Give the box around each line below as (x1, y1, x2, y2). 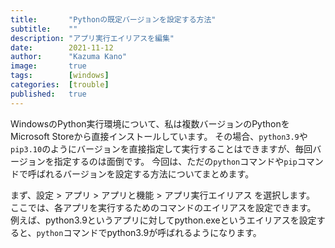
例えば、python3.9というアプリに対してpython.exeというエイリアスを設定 (10, 214, 317, 226)
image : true (10, 61, 87, 71)
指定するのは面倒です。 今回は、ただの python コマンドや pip (53, 155, 298, 167)
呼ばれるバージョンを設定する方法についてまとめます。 (27, 167, 255, 180)
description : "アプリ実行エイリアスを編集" (10, 33, 175, 43)
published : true (10, 89, 87, 99)
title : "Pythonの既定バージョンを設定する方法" (10, 14, 217, 25)
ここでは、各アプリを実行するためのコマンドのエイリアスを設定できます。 (10, 201, 317, 213)
